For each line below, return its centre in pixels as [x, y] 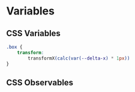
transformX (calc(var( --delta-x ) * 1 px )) [79, 58]
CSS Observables [40, 82]
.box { [14, 47]
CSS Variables [34, 33]
